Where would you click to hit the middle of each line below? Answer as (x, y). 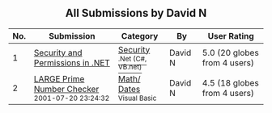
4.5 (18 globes (230, 82)
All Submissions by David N (136, 13)
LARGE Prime (59, 78)
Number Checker (66, 89)
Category (140, 36)
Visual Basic (137, 98)
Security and (58, 52)
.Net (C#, (132, 59)
